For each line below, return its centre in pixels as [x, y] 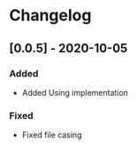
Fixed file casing [52, 135]
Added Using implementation [75, 92]
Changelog [50, 16]
